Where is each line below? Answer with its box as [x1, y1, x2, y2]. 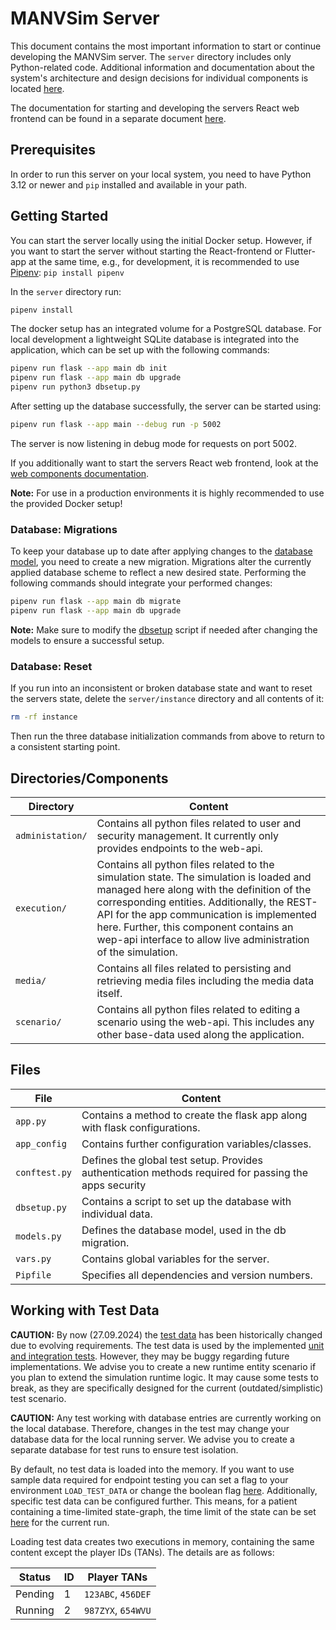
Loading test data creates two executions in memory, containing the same [10, 1535, 315, 1547]
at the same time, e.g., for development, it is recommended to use [28, 255, 300, 267]
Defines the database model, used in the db [81, 1223, 287, 1237]
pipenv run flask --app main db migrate [10, 597, 182, 607]
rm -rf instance [10, 712, 78, 722]
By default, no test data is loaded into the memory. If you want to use [10, 1463, 295, 1475]
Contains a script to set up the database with [81, 1194, 292, 1208]
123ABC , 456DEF [83, 1587, 152, 1601]
